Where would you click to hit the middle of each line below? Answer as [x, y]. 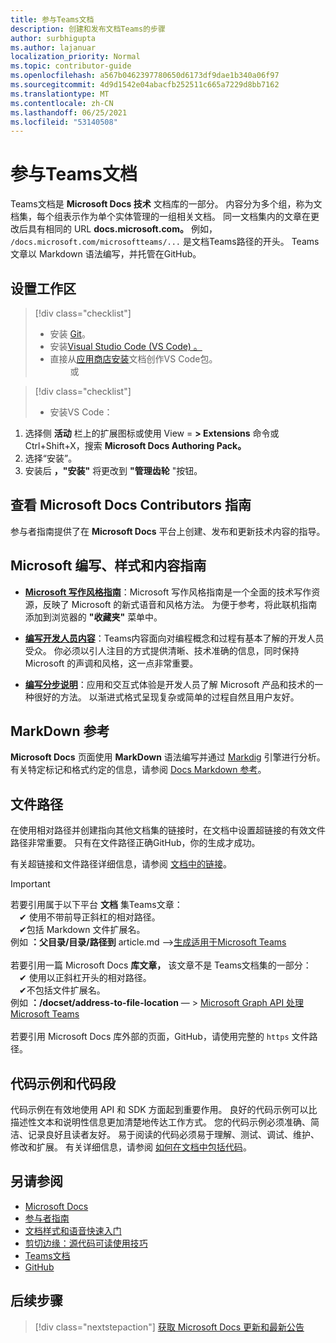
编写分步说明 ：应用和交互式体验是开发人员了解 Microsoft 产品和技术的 [169, 684]
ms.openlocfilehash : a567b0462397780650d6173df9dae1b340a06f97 [145, 76]
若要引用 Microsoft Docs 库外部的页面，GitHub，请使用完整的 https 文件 [160, 1037]
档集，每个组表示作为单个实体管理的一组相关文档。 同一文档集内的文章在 [160, 217]
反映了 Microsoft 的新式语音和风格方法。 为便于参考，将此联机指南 [180, 604]
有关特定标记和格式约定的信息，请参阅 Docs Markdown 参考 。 [138, 770]
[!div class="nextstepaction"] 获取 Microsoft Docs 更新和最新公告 [169, 1327]
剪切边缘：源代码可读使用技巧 [86, 1243]
